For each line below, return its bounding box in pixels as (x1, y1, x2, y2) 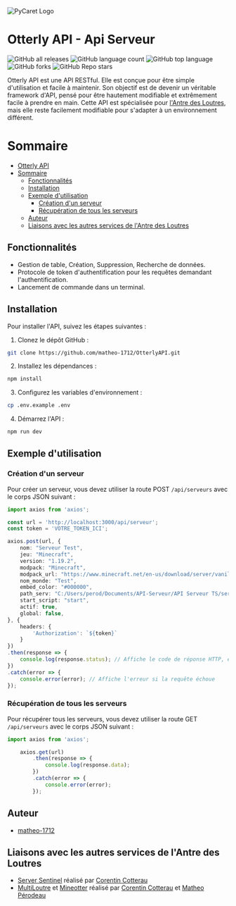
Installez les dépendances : (17, 362, 97, 371)
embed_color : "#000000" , (20, 584, 93, 591)
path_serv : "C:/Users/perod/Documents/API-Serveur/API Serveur (20, 590, 209, 597)
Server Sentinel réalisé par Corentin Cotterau (17, 876, 148, 885)
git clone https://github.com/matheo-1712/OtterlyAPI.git (7, 349, 181, 356)
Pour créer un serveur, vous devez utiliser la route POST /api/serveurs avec (7, 485, 228, 493)
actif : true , (20, 604, 58, 611)
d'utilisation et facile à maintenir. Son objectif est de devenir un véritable (7, 83, 216, 92)
